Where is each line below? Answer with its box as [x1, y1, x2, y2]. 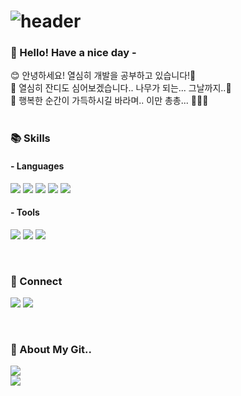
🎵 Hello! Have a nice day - [10, 46, 137, 60]
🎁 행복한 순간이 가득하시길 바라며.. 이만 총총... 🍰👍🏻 [10, 95, 209, 107]
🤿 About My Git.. [10, 343, 92, 357]
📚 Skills [10, 131, 51, 145]
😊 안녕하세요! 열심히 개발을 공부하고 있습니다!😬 [10, 70, 197, 82]
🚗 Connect [10, 274, 63, 288]
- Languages [10, 160, 65, 172]
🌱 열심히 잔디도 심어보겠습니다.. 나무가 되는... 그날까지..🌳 [10, 82, 232, 94]
